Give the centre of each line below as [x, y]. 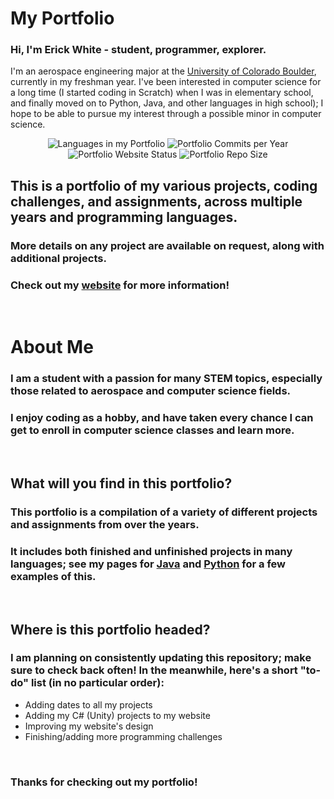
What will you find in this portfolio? [121, 483]
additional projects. [58, 258]
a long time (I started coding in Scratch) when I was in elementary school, [162, 93]
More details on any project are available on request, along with [167, 245]
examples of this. [53, 576]
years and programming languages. [124, 217]
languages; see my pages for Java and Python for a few [148, 564]
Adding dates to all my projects [88, 704]
